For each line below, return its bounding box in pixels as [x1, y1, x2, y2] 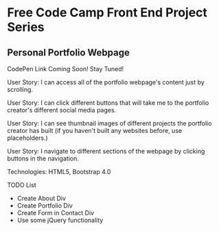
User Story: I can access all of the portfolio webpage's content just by [7, 78, 205, 86]
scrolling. [7, 86, 33, 93]
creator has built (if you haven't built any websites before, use [7, 127, 183, 134]
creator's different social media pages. [7, 106, 117, 114]
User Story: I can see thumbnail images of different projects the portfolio [7, 119, 212, 127]
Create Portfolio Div [16, 202, 73, 210]
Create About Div [16, 194, 67, 202]
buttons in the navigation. [7, 154, 79, 162]
